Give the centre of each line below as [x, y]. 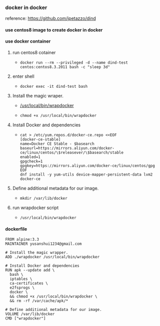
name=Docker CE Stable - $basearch [57, 144]
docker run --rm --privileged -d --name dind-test [74, 63]
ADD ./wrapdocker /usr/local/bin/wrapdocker [52, 257]
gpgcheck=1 [31, 161]
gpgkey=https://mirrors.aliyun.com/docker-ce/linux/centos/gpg [88, 166]
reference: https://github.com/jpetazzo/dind [51, 19]
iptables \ [21, 279]
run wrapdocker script [35, 208]
